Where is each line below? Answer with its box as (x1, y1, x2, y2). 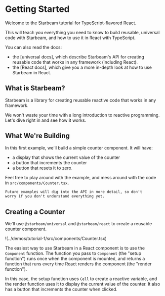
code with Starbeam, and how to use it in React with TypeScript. (5, 35, 136, 41)
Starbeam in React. (12, 69, 51, 75)
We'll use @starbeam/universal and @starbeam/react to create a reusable (5, 221, 152, 227)
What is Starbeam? (5, 84, 65, 93)
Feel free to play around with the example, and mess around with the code (5, 174, 157, 180)
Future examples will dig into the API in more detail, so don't (5, 189, 142, 194)
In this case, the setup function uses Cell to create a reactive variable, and (5, 276, 157, 282)
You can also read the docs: (5, 44, 62, 50)
